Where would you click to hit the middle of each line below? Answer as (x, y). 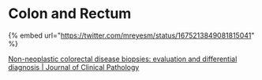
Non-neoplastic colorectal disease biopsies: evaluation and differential (123, 59)
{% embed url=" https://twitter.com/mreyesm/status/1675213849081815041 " (131, 35)
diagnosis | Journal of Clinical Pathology (74, 67)
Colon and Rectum (70, 14)
